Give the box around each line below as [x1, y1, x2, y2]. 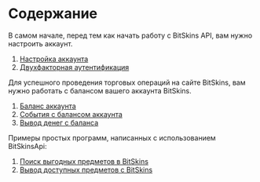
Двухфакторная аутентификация [19, 62, 130, 71]
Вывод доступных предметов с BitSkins [19, 165, 153, 174]
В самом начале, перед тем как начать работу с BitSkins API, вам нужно [8, 31, 253, 40]
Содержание [8, 5, 98, 23]
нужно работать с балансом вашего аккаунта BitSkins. [8, 86, 192, 95]
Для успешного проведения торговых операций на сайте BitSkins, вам [8, 78, 246, 87]
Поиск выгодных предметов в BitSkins [19, 156, 149, 166]
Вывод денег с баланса [19, 118, 99, 127]
